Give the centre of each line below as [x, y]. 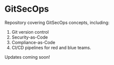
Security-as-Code [30, 37]
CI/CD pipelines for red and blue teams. [51, 47]
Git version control [30, 32]
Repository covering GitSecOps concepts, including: [57, 22]
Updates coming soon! [27, 57]
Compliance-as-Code [33, 42]
